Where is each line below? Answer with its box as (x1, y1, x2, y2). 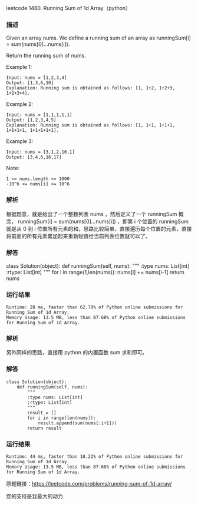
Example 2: (6, 101, 34, 108)
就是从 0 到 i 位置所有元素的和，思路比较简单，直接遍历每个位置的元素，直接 (6, 225, 192, 232)
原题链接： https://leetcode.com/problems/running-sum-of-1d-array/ (6, 480, 172, 487)
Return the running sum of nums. (6, 52, 87, 59)
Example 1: (6, 64, 32, 71)
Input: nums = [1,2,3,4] (6, 75, 67, 81)
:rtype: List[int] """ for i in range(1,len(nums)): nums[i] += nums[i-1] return (6, 268, 184, 275)
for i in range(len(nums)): (27, 415, 96, 421)
